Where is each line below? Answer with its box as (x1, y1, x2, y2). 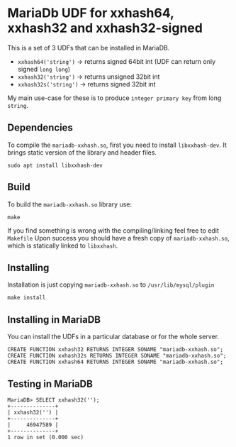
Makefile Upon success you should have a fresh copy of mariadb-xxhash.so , (7, 233, 230, 242)
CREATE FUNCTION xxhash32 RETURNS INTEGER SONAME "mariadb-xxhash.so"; (7, 346, 223, 353)
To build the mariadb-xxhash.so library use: (7, 200, 133, 209)
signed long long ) (17, 65, 71, 73)
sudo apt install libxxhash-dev (7, 162, 103, 169)
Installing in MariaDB (7, 314, 101, 326)
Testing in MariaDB (7, 377, 94, 390)
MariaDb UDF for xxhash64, (7, 5, 174, 21)
